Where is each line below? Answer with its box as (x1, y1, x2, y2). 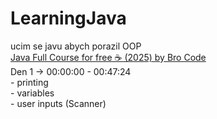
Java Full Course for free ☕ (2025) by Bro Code (10, 51, 207, 63)
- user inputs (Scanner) (10, 97, 107, 109)
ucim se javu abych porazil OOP (10, 40, 142, 52)
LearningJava (10, 7, 127, 30)
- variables (10, 87, 55, 99)
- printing (10, 76, 49, 88)
